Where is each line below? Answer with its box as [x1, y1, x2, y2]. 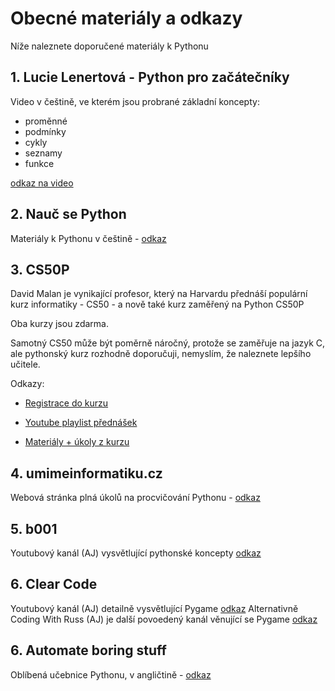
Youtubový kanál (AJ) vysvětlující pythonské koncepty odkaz [10, 547, 262, 559]
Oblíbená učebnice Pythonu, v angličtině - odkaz [10, 668, 212, 681]
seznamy [24, 147, 63, 159]
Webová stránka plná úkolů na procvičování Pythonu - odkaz [10, 492, 261, 504]
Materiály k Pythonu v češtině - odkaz [10, 232, 167, 244]
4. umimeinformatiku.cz [10, 465, 163, 482]
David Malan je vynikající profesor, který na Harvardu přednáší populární [10, 288, 308, 300]
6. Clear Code [10, 576, 98, 593]
